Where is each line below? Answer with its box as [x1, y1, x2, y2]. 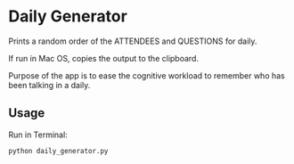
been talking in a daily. [8, 79, 91, 90]
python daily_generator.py [8, 146, 109, 155]
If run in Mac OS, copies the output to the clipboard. [8, 53, 200, 63]
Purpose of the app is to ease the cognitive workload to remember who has [8, 70, 286, 81]
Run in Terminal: [8, 129, 68, 140]
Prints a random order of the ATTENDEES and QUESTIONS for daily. [8, 36, 257, 46]
